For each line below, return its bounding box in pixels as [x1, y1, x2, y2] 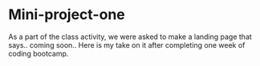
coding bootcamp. [8, 49, 69, 58]
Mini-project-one [8, 6, 126, 24]
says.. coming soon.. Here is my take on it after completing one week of [8, 40, 246, 49]
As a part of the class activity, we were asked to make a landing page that [8, 32, 253, 41]
